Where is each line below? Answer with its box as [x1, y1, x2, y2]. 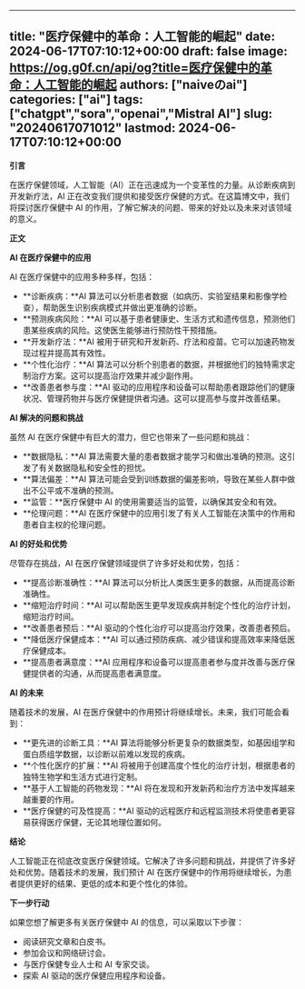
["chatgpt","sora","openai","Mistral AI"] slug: [9, 106, 273, 122]
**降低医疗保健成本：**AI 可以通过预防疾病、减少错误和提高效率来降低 [22, 634, 288, 644]
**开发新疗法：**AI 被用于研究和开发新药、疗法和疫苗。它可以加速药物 [22, 335, 288, 346]
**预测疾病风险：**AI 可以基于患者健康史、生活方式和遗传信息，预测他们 [22, 313, 296, 324]
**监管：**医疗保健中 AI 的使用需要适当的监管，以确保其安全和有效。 [22, 496, 282, 507]
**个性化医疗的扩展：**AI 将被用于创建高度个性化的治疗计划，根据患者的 [22, 760, 296, 771]
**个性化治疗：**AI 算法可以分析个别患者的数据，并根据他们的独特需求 [22, 358, 288, 369]
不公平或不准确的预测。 [30, 485, 119, 495]
